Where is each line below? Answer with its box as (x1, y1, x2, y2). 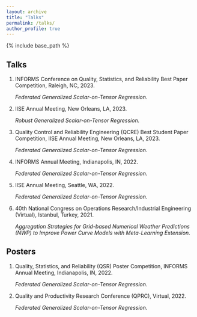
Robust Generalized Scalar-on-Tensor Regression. (14, 117, 140, 124)
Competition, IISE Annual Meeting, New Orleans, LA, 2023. (14, 135, 160, 142)
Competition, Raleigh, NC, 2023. (14, 82, 95, 89)
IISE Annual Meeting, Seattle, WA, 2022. (14, 182, 115, 189)
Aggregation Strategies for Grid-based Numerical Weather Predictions (14, 223, 190, 230)
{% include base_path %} (6, 42, 70, 49)
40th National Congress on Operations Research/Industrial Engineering (14, 205, 192, 212)
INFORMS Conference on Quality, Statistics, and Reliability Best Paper (14, 76, 188, 83)
